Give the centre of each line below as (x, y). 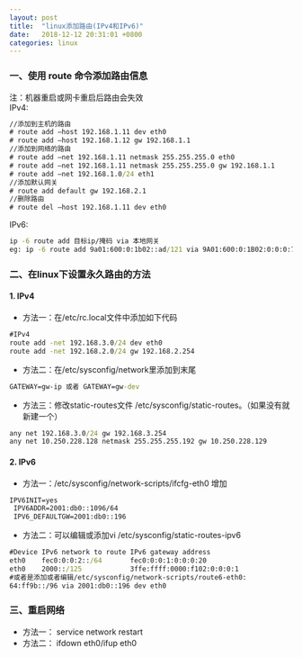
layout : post (34, 18)
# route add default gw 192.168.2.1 (78, 191)
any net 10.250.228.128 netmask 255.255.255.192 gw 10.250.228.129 (138, 442)
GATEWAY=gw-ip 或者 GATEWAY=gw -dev (75, 387)
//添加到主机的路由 (40, 124)
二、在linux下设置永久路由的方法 (80, 274)
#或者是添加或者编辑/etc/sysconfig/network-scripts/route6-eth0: (128, 577)
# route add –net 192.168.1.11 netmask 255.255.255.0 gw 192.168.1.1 (142, 166)
